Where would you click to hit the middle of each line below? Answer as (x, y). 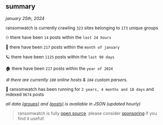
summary (21, 7)
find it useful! (31, 118)
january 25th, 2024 (25, 18)
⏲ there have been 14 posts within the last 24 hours (58, 37)
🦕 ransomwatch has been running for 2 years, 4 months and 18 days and (80, 89)
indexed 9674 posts (25, 94)
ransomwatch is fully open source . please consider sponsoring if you (87, 113)
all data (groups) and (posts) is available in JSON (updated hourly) (73, 104)
